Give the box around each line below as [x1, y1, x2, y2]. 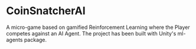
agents [6, 36, 23, 43]
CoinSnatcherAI [6, 4, 86, 18]
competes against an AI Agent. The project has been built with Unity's [6, 30, 177, 37]
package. [24, 36, 47, 43]
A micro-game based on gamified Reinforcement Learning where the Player [6, 24, 190, 31]
